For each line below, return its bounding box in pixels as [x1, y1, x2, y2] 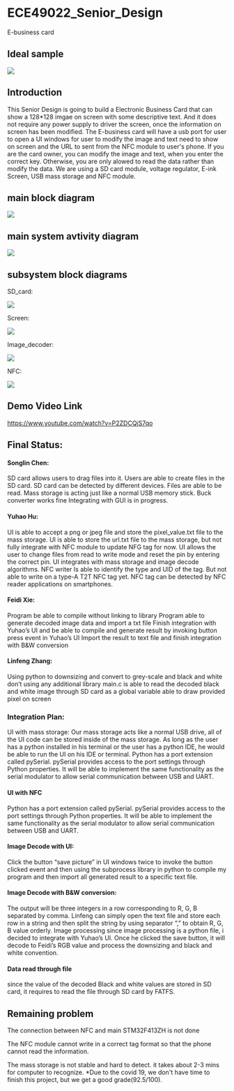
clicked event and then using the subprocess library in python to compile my [7, 865, 227, 873]
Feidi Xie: [7, 595, 36, 604]
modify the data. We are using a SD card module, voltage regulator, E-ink [7, 164, 217, 172]
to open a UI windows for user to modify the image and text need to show [7, 135, 219, 143]
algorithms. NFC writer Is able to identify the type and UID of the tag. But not [7, 565, 227, 573]
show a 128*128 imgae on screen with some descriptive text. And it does [7, 112, 217, 121]
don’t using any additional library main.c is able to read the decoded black [7, 680, 219, 688]
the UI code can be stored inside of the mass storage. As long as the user [7, 735, 219, 744]
